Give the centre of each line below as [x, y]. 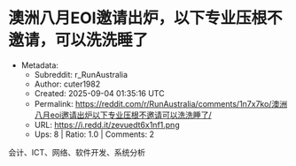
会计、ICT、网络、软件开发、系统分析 [77, 152]
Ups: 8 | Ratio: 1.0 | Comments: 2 [94, 134]
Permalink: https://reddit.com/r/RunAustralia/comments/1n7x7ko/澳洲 [161, 103]
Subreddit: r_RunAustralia [81, 74]
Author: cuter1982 [67, 84]
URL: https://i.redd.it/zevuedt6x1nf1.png [107, 124]
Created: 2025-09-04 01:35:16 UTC [99, 93]
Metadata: [40, 65]
